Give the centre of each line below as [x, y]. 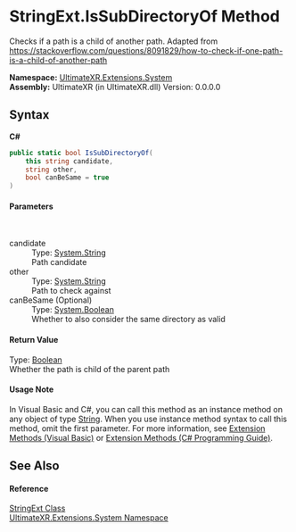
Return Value [34, 339]
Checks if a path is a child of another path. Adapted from [114, 41]
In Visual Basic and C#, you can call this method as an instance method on [146, 409]
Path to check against [71, 291]
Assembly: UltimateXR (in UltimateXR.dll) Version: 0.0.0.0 [115, 87]
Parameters [31, 206]
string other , [51, 170]
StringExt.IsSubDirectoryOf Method [145, 17]
